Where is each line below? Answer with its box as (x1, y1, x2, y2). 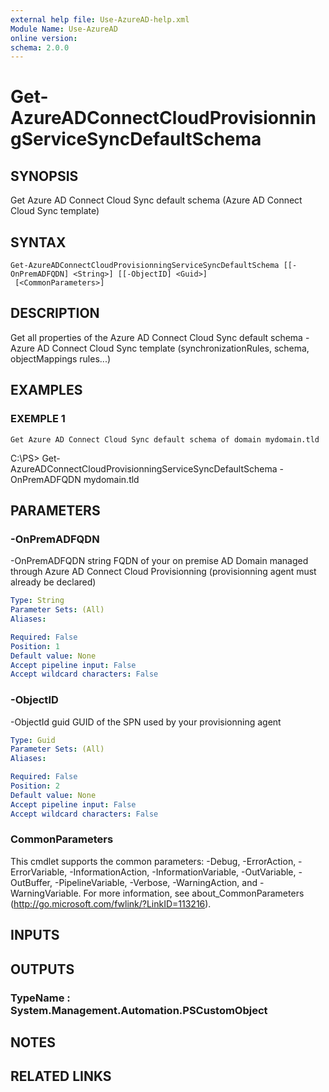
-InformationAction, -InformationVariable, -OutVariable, (69, 866, 297, 878)
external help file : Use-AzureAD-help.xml (10, 14, 190, 25)
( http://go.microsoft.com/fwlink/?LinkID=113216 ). (10, 897, 212, 910)
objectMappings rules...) (10, 352, 112, 365)
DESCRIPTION (10, 305, 100, 322)
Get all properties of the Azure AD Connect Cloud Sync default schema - (10, 331, 310, 343)
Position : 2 (10, 781, 60, 791)
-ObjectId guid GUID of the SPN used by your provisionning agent (10, 716, 282, 728)
